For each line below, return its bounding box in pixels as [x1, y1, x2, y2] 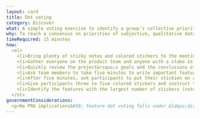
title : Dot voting [6, 14, 52, 20]
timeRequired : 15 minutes [6, 36, 70, 42]
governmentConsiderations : [6, 97, 73, 103]
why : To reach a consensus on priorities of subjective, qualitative [6, 31, 183, 37]
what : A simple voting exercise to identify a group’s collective [6, 25, 174, 32]
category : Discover [6, 20, 55, 26]
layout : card [6, 8, 39, 15]
